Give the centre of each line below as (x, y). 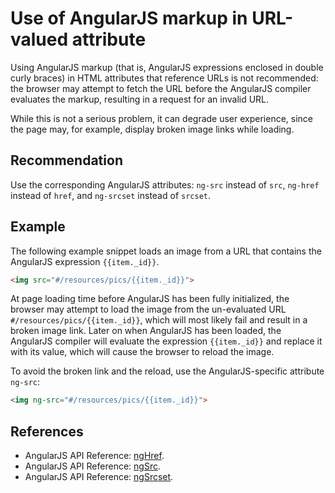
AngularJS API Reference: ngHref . (94, 456)
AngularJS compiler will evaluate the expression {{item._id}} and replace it (166, 341)
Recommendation (66, 160)
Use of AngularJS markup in (129, 18)
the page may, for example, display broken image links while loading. (152, 129)
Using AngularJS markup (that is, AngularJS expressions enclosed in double (167, 67)
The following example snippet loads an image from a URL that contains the (166, 251)
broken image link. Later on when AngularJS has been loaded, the (146, 331)
